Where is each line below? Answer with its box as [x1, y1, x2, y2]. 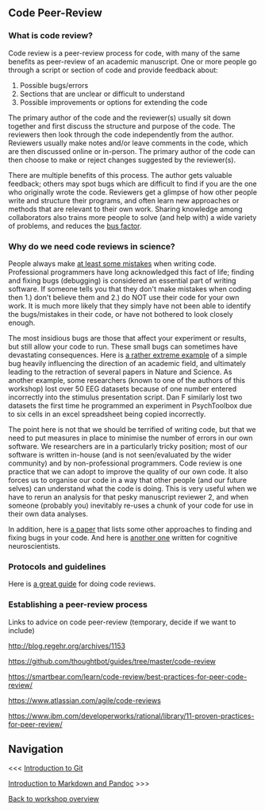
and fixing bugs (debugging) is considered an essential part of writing [8, 276, 236, 285]
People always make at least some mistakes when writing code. [8, 258, 217, 268]
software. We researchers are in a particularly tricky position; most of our [8, 441, 248, 451]
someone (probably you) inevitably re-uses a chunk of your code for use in [8, 500, 254, 510]
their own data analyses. [8, 508, 89, 519]
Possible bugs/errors [19, 80, 89, 90]
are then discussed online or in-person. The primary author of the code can [8, 146, 255, 156]
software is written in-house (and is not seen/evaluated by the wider [8, 450, 232, 459]
